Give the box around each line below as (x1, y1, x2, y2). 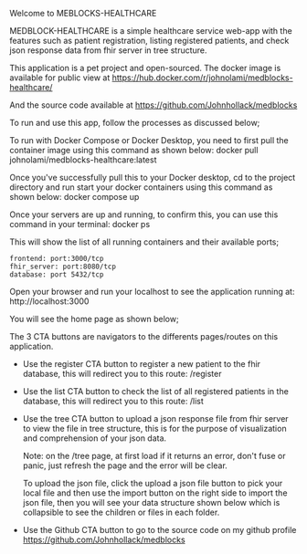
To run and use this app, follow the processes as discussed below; (9, 118, 260, 128)
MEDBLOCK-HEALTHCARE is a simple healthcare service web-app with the (9, 26, 292, 36)
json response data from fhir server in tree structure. (9, 45, 207, 56)
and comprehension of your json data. (22, 433, 167, 444)
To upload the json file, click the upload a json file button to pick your (22, 478, 283, 488)
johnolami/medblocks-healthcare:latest (9, 154, 157, 165)
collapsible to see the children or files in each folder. (22, 507, 220, 517)
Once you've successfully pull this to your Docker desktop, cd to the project (9, 172, 296, 183)
